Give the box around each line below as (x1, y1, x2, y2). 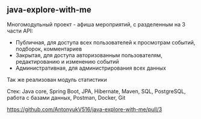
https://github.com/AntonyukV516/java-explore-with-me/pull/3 (7, 105, 162, 113)
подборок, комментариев (15, 45, 82, 52)
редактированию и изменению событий (15, 58, 119, 65)
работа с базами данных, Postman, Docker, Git (7, 94, 126, 101)
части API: (7, 27, 34, 34)
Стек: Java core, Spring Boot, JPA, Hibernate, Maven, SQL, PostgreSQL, (7, 87, 186, 95)
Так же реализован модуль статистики (7, 76, 107, 83)
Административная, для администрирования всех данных (15, 64, 166, 72)
